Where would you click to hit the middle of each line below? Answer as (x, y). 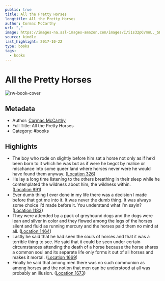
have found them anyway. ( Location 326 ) (54, 174)
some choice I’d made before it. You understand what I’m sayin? (77, 205)
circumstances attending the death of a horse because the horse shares (85, 247)
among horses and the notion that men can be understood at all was (81, 268)
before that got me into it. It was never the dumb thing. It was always (82, 200)
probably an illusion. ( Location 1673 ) (49, 273)
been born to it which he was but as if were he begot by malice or (79, 163)
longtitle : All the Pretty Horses (41, 19)
